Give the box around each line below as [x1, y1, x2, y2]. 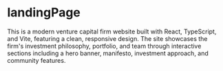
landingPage [7, 5, 81, 20]
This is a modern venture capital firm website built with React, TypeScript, [7, 27, 217, 35]
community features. [7, 56, 66, 64]
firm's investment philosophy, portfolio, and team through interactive [7, 42, 202, 50]
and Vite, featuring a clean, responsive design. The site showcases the [7, 34, 208, 42]
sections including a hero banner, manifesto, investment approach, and [7, 49, 209, 57]
